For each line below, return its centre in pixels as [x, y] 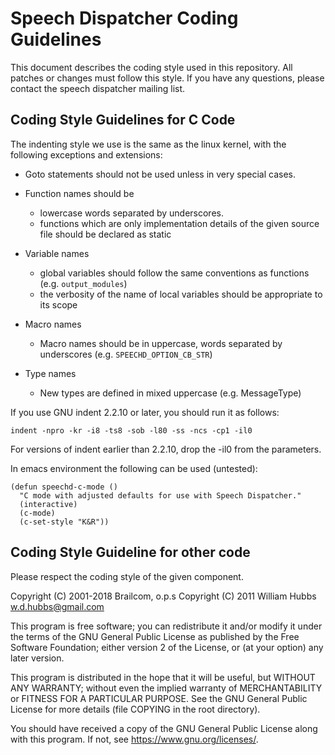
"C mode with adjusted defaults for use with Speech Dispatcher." [160, 495]
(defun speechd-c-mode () [64, 487]
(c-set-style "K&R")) [64, 522]
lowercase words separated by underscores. [131, 213]
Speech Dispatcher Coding [124, 18]
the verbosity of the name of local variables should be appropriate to [181, 294]
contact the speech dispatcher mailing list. [98, 88]
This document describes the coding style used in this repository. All [151, 67]
